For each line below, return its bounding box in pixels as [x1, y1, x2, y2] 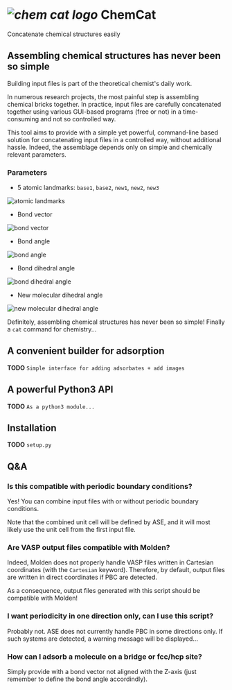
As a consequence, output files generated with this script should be [7, 587, 201, 595]
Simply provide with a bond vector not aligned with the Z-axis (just [7, 668, 197, 676]
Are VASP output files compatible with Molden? [7, 543, 170, 553]
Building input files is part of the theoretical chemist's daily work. [7, 79, 193, 87]
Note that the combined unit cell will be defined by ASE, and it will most [7, 518, 211, 526]
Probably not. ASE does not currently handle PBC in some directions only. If [7, 627, 223, 635]
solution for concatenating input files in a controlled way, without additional [7, 135, 222, 144]
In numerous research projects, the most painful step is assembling [7, 92, 199, 101]
